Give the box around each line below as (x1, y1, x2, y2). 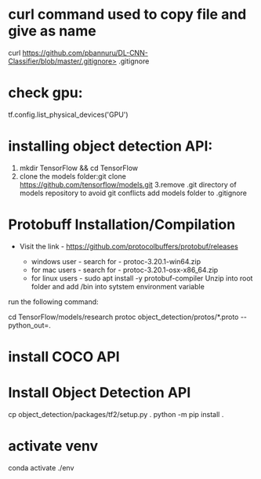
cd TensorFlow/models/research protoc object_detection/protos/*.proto (8, 312, 239, 321)
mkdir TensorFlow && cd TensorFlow (19, 163, 139, 172)
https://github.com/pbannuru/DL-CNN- (22, 48, 149, 57)
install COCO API (8, 347, 120, 365)
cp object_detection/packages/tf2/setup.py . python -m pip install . (8, 409, 224, 419)
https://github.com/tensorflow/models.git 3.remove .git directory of (19, 180, 237, 189)
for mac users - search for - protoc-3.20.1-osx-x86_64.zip (31, 265, 219, 274)
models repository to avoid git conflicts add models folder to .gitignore (19, 188, 247, 198)
